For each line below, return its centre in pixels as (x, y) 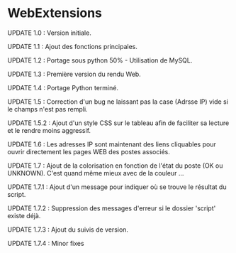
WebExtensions (55, 13)
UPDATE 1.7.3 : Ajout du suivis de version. (68, 230)
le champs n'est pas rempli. (47, 109)
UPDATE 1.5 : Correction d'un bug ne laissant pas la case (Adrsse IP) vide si (118, 102)
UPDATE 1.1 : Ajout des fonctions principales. (73, 46)
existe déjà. (24, 215)
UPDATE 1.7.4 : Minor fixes (46, 243)
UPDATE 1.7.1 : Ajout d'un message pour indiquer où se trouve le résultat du (117, 187)
